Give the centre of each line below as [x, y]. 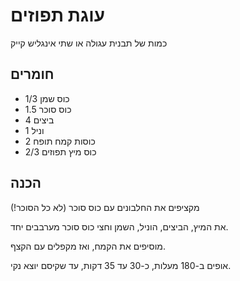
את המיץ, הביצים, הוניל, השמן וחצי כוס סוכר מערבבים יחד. [119, 226]
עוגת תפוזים [57, 15]
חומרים [32, 74]
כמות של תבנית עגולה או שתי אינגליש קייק [89, 43]
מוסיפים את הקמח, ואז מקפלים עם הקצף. [88, 246]
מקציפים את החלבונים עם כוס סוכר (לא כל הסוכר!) [105, 207]
